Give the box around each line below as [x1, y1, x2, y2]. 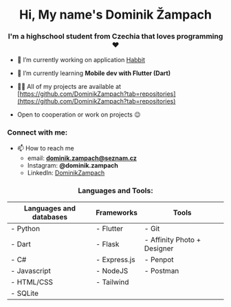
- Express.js [96, 255, 135, 265]
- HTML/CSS [10, 277, 54, 287]
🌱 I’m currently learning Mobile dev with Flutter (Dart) [16, 69, 170, 77]
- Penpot [144, 255, 174, 265]
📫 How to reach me [16, 143, 74, 152]
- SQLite [10, 288, 39, 298]
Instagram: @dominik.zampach [27, 161, 118, 169]
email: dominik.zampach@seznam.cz [27, 154, 137, 162]
